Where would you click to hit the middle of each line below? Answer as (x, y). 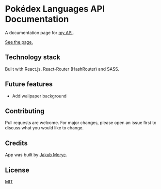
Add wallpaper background (39, 96)
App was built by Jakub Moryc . (36, 155)
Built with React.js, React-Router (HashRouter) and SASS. (62, 69)
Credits (16, 143)
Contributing (25, 111)
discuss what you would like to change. (44, 128)
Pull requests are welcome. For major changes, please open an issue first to (81, 123)
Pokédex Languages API (55, 9)
